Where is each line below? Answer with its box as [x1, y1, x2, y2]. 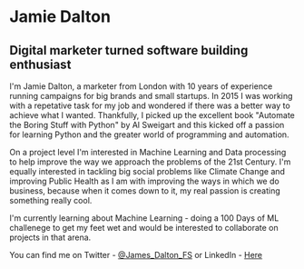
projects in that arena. [9, 232, 92, 243]
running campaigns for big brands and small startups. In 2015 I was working [9, 91, 293, 101]
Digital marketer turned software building [9, 43, 249, 58]
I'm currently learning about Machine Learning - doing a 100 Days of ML [9, 213, 279, 224]
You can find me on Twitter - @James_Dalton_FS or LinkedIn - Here [9, 250, 263, 260]
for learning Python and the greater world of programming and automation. [9, 129, 289, 140]
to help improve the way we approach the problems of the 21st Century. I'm [9, 156, 291, 167]
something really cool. [9, 195, 93, 205]
